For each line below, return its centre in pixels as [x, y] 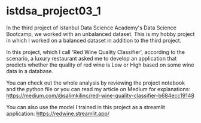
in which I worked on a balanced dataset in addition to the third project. [94, 40]
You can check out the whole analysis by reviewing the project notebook [96, 83]
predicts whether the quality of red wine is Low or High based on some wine [100, 65]
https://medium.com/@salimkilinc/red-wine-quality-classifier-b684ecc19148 [100, 95]
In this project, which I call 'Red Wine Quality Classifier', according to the [96, 52]
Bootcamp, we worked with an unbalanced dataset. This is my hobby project [100, 34]
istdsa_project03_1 [54, 11]
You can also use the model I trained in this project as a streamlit [86, 107]
